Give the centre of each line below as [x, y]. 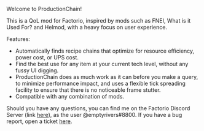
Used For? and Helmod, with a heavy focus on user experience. [87, 27]
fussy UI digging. [37, 70]
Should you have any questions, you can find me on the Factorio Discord [98, 108]
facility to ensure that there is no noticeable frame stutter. [88, 90]
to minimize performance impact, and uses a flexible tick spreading [100, 83]
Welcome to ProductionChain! [44, 9]
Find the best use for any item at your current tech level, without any [102, 64]
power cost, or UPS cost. [47, 57]
